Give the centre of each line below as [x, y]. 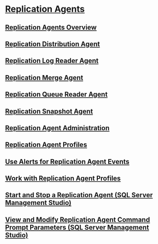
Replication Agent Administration [57, 128]
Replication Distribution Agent [53, 44]
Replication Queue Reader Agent [56, 95]
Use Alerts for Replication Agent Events [67, 162]
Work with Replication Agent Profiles [63, 179]
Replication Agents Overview [51, 27]
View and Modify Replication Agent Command [78, 220]
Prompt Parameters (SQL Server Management [77, 227]
